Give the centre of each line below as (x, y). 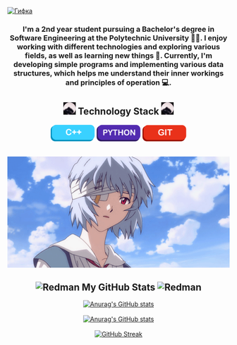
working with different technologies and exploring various (119, 47)
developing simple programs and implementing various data (119, 64)
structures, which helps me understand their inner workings (119, 73)
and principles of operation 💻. (119, 83)
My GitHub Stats (119, 287)
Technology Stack (118, 112)
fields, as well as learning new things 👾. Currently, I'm (119, 55)
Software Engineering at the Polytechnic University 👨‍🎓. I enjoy (119, 37)
